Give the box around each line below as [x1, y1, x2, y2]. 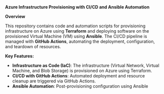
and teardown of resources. [5, 44, 61, 49]
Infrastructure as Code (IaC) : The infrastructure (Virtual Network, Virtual [12, 63, 160, 68]
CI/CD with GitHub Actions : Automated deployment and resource [12, 73, 145, 78]
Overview [5, 14, 25, 19]
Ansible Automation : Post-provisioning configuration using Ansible [12, 83, 148, 89]
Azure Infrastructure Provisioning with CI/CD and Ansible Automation [5, 4, 150, 10]
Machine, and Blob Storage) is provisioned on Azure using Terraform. [12, 68, 152, 74]
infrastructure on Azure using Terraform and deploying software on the [5, 28, 149, 34]
